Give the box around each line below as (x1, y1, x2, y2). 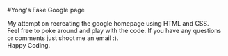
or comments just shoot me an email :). (7, 34, 119, 42)
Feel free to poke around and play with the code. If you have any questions (7, 27, 222, 35)
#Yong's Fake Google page (7, 6, 85, 14)
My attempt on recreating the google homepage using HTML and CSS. (7, 19, 210, 27)
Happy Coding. (7, 41, 51, 49)
